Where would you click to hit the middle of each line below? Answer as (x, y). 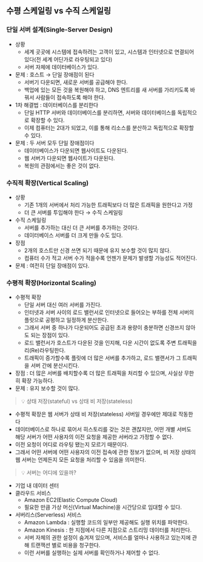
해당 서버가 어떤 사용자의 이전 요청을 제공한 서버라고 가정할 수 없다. (94, 437)
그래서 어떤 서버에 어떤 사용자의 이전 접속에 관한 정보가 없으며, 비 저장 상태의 (105, 452)
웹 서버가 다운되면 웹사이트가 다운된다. (69, 158)
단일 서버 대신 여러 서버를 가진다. (63, 305)
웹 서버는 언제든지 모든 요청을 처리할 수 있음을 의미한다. (81, 460)
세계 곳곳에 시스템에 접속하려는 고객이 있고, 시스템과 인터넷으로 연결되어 (109, 52)
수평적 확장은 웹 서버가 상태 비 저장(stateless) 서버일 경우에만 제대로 (96, 414)
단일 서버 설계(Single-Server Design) (60, 30)
